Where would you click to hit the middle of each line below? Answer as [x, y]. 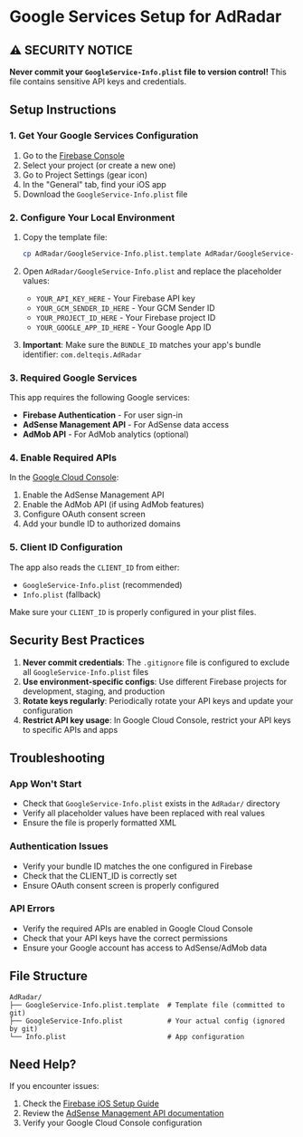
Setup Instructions [63, 110]
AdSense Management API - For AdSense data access [125, 425]
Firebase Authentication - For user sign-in [103, 415]
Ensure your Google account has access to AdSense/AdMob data [145, 948]
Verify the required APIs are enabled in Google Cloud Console [137, 928]
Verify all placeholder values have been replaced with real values [143, 814]
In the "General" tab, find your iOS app [95, 184]
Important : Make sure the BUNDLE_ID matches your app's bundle [142, 344]
